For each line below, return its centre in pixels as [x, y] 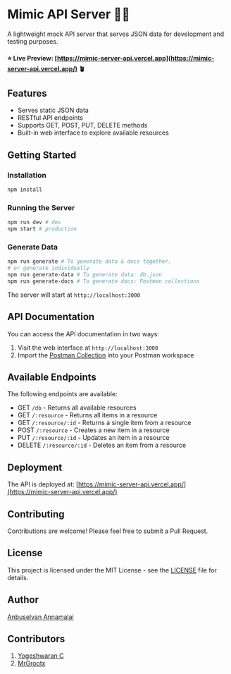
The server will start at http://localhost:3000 [74, 295]
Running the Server [41, 207]
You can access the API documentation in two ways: [83, 333]
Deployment [35, 467]
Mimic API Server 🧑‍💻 [69, 14]
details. [18, 577]
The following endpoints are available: [62, 394]
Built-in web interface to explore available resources [93, 133]
